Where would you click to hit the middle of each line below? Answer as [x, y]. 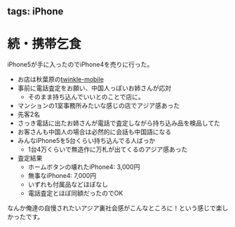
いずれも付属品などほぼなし [68, 184]
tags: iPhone [35, 12]
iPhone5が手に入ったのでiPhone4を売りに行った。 [80, 64]
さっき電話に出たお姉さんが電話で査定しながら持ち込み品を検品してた [119, 123]
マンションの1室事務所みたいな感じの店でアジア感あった [99, 106]
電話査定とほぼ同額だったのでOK [75, 193]
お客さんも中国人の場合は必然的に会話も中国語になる [94, 132]
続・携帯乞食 [45, 44]
